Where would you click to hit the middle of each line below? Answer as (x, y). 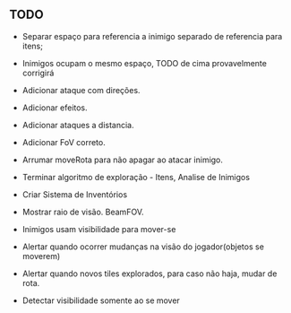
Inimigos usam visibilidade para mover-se (99, 229)
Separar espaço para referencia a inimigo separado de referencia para (152, 36)
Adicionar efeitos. (55, 108)
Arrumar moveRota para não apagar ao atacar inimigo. (123, 160)
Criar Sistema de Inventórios (75, 194)
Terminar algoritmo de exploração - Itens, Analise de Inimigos (136, 177)
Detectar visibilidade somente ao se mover (101, 300)
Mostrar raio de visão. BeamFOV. (83, 212)
